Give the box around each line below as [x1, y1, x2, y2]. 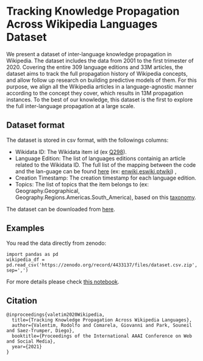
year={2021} [12, 344, 43, 350]
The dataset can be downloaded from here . [6, 205, 116, 213]
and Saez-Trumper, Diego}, [6, 328, 75, 334]
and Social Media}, [6, 338, 56, 345]
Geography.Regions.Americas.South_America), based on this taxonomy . [15, 194, 196, 201]
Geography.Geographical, [15, 187, 80, 194]
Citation [6, 295, 38, 306]
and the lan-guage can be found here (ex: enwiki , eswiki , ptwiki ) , [15, 167, 177, 175]
